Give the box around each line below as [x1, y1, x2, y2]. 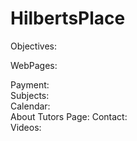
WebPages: [10, 59, 58, 71]
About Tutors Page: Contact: [10, 110, 128, 122]
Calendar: [10, 100, 51, 112]
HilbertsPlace [10, 7, 126, 30]
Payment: [10, 78, 50, 91]
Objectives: [10, 40, 57, 52]
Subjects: [10, 89, 50, 101]
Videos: [10, 121, 42, 133]
